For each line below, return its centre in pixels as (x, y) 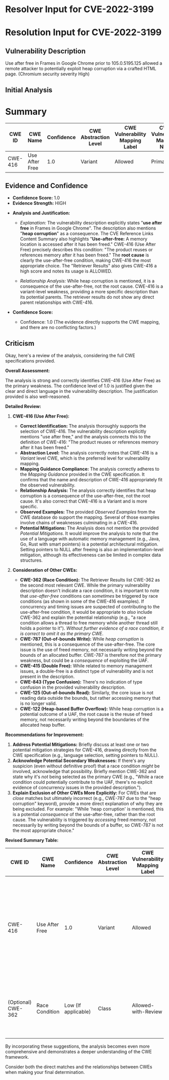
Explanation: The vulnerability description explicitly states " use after (91, 223)
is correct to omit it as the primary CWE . (62, 634)
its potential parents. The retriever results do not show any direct (87, 297)
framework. (17, 1057)
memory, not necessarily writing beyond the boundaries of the (84, 719)
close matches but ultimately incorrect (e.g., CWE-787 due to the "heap (87, 798)
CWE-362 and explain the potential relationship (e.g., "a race (83, 617)
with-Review (147, 1012)
